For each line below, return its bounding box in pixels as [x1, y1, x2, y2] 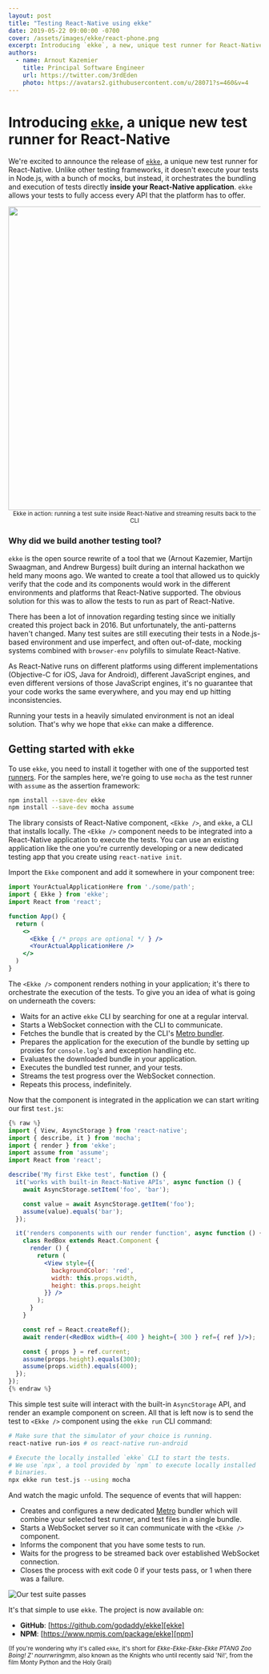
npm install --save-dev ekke [8, 796, 106, 805]
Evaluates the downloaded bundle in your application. [19, 1054, 198, 1063]
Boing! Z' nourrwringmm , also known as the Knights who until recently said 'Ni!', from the [8, 1652, 254, 1660]
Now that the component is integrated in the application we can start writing [8, 1094, 259, 1105]
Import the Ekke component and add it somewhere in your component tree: [8, 868, 255, 877]
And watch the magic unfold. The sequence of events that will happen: [8, 1491, 242, 1500]
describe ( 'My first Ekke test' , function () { [8, 1170, 167, 1179]
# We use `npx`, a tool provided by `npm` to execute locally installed [8, 1461, 256, 1469]
